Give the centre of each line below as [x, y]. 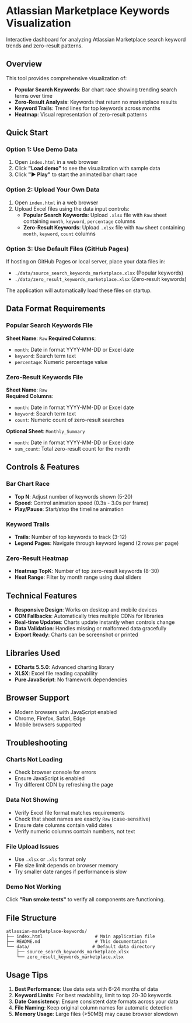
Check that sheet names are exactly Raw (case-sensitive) [82, 819]
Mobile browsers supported [48, 725]
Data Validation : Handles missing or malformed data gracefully [90, 629]
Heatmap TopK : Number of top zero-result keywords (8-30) [87, 571]
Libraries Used [33, 653]
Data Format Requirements [56, 309]
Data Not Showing [32, 800]
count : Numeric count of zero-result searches [69, 420]
